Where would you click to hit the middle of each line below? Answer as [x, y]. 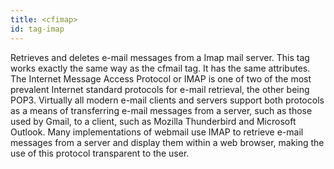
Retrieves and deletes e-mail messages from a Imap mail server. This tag [160, 57]
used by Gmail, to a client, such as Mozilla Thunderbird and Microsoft [153, 121]
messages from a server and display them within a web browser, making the [167, 142]
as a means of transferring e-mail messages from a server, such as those [161, 110]
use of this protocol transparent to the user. [100, 153]
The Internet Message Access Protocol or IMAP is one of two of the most [161, 78]
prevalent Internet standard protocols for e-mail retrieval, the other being [160, 89]
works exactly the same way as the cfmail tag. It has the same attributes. [160, 68]
